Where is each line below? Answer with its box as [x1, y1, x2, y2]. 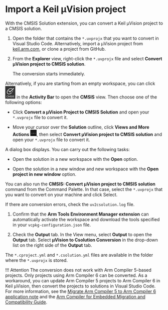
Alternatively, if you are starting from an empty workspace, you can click [5, 80, 155, 86]
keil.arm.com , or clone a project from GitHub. [12, 46, 106, 52]
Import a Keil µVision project [5, 4, 126, 15]
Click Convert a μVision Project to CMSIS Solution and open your [12, 109, 149, 115]
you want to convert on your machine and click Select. [5, 191, 118, 197]
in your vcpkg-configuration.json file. [12, 222, 91, 228]
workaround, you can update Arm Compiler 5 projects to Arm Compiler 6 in [5, 277, 160, 283]
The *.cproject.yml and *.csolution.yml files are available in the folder [5, 252, 153, 258]
